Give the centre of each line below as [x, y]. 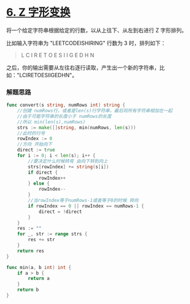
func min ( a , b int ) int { [39, 267]
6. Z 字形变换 [38, 12]
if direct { [43, 173]
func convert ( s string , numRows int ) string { [66, 105]
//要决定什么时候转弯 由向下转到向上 [68, 161]
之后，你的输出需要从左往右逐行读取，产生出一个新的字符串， [83, 68]
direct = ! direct [60, 212]
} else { [39, 184]
